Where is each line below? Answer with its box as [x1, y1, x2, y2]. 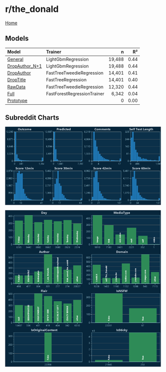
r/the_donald [5, 3, 59, 15]
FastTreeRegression [46, 77, 87, 83]
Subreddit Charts [5, 113, 59, 122]
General [7, 56, 24, 62]
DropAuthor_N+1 [7, 63, 42, 69]
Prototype [7, 98, 28, 103]
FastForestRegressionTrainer [46, 90, 105, 96]
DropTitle [7, 77, 26, 83]
